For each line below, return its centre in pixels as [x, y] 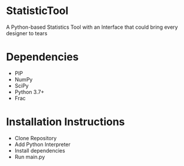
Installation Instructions [66, 122]
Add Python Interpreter [42, 144]
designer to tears [27, 33]
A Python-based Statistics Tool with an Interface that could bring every [92, 27]
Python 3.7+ [29, 92]
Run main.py [30, 157]
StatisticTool [37, 11]
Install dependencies [40, 150]
